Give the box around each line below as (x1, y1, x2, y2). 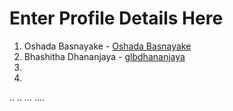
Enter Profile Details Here (9, 7, 224, 30)
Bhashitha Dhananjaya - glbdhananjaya (23, 50, 186, 62)
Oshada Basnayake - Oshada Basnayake (23, 40, 192, 52)
